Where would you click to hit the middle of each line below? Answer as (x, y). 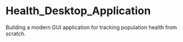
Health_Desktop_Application (78, 11)
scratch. (16, 33)
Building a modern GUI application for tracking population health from (91, 27)
